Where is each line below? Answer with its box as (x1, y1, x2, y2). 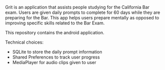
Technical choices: (5, 39, 44, 45)
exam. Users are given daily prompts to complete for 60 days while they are (5, 9, 161, 15)
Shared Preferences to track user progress (12, 54, 100, 60)
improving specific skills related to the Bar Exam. (5, 20, 105, 26)
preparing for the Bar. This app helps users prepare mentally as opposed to (5, 15, 160, 20)
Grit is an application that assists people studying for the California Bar (5, 4, 150, 10)
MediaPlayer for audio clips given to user (12, 60, 96, 65)
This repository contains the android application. (5, 30, 104, 35)
